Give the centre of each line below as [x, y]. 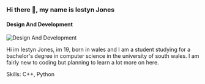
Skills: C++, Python [31, 74]
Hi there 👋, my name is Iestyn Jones [61, 10]
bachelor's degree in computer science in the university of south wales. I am [103, 56]
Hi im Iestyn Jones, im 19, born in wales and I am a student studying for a [99, 50]
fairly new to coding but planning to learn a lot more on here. [83, 63]
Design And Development [40, 24]
